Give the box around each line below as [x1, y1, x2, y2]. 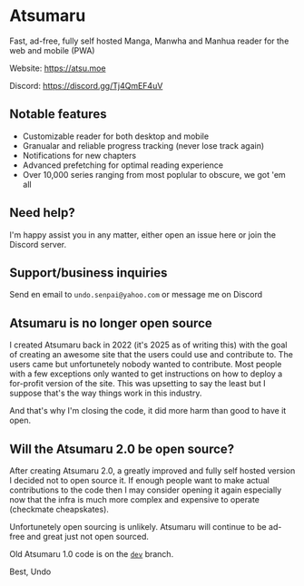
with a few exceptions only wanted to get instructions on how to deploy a [9, 368, 283, 379]
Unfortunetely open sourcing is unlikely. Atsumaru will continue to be [9, 522, 267, 532]
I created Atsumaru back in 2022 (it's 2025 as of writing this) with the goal [9, 339, 288, 350]
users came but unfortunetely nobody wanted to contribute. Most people [9, 359, 282, 370]
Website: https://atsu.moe [9, 63, 106, 73]
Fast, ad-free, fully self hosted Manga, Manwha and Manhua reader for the [9, 35, 289, 46]
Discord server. [9, 239, 67, 249]
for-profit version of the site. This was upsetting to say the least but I [9, 378, 266, 389]
